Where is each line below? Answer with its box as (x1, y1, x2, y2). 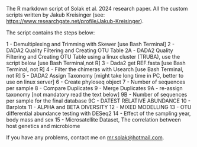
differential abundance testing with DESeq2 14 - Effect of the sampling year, (6, 110, 191, 117)
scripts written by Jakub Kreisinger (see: (6, 11, 105, 18)
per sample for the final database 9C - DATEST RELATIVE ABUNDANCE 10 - (6, 97, 191, 104)
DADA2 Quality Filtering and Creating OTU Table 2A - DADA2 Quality (6, 47, 173, 54)
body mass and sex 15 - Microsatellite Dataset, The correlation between (6, 116, 182, 123)
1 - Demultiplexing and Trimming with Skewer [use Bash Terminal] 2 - (6, 41, 175, 47)
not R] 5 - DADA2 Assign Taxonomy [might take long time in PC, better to (6, 72, 184, 79)
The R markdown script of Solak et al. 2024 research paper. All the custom (6, 5, 188, 12)
